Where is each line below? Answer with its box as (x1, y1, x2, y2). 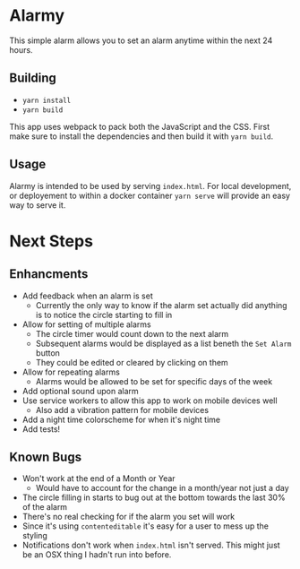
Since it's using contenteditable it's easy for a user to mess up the (21, 521, 270, 531)
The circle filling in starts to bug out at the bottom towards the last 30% (21, 492, 286, 503)
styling (21, 530, 47, 541)
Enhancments (9, 266, 89, 282)
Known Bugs (9, 449, 82, 464)
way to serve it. (9, 199, 66, 211)
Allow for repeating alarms (21, 366, 121, 377)
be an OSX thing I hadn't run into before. (21, 549, 172, 560)
